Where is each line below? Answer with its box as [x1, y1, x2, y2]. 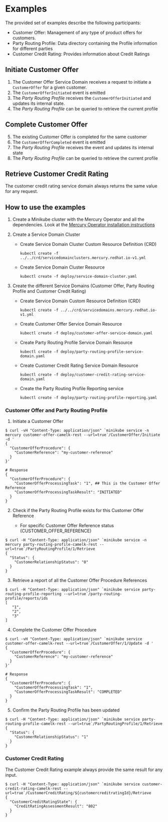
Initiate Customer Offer [5, 66, 79, 74]
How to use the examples [5, 203, 86, 212]
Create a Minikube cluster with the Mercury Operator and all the [12, 216, 144, 222]
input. [5, 772, 18, 778]
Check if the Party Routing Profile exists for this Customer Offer [12, 508, 144, 514]
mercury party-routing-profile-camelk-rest [5, 542, 98, 547]
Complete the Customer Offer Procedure [12, 627, 97, 633]
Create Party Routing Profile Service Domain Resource [20, 340, 133, 346]
